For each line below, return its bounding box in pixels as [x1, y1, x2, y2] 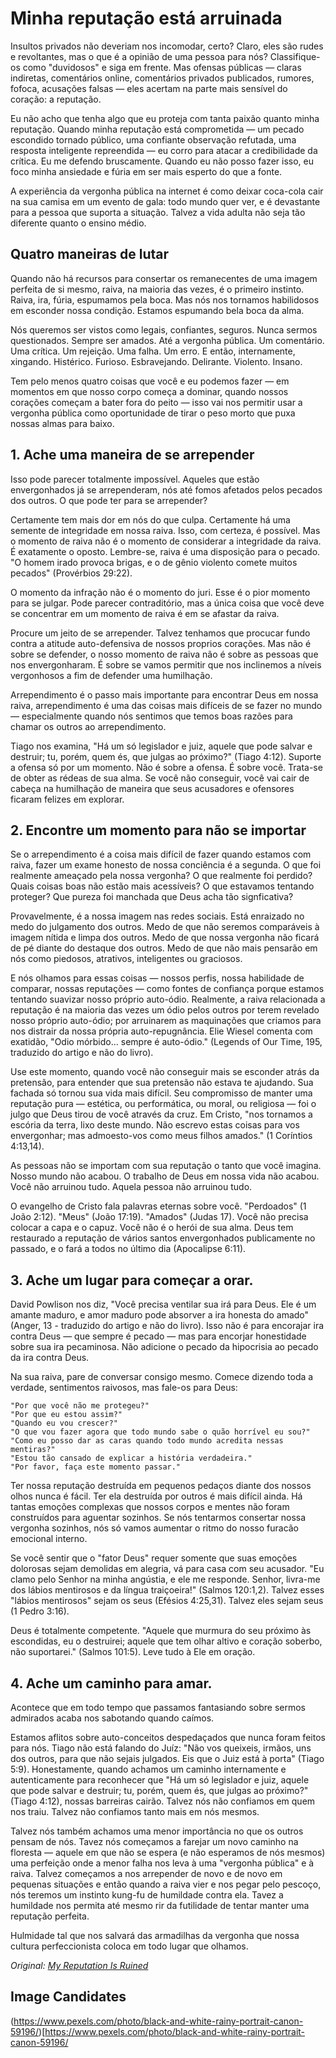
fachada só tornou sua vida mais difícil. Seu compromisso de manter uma [10, 1087, 313, 1099]
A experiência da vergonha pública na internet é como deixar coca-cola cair [10, 185, 324, 197]
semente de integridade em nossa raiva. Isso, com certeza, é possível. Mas [10, 524, 321, 536]
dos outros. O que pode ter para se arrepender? [10, 494, 208, 506]
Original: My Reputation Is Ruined [10, 1960, 149, 1971]
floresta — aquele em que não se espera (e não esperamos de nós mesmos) [10, 1847, 326, 1858]
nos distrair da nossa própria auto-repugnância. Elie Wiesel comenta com [10, 1025, 313, 1037]
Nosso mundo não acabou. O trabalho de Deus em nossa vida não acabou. [10, 1170, 320, 1182]
